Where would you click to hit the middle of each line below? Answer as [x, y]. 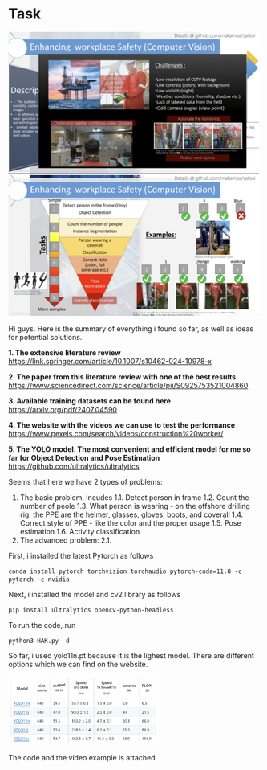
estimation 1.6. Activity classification [80, 531]
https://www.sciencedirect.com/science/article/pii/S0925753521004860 [128, 385]
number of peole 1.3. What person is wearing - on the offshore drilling [135, 506]
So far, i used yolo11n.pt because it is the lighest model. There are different [131, 655]
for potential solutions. [45, 337]
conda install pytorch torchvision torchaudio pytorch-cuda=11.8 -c [125, 571]
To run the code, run [42, 625]
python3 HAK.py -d [39, 641]
